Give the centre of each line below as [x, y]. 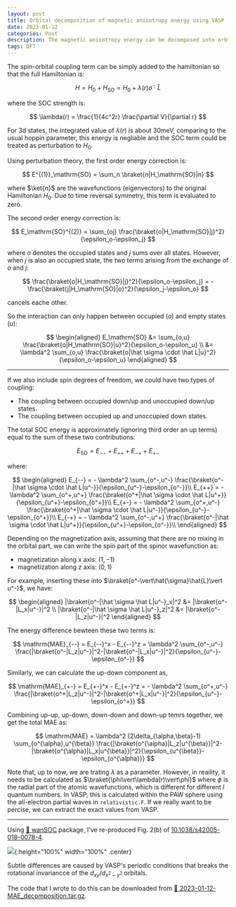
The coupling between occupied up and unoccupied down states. [113, 416]
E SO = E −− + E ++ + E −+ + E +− [118, 452]
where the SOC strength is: [46, 103]
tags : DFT [22, 46]
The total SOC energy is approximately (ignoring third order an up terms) [112, 430]
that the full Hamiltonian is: [46, 74]
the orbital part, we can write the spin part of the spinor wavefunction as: [113, 546]
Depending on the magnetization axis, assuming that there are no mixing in [116, 539]
